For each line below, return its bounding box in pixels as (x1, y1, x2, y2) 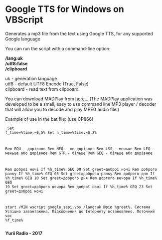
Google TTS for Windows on (5, 3, 125, 15)
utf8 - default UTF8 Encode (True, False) (5, 81, 89, 87)
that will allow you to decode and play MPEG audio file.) (5, 106, 120, 112)
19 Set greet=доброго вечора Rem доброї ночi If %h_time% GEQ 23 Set (5, 184, 153, 189)
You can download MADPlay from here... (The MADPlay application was (5, 96, 153, 102)
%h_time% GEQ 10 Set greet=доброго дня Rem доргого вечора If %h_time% (5, 176, 157, 181)
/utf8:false (5, 60, 28, 66)
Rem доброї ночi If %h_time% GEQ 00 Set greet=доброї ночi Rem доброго (5, 167, 157, 172)
